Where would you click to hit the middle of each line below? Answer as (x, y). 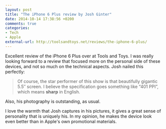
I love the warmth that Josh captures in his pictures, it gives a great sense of (83, 111)
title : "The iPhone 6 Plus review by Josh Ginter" (58, 14)
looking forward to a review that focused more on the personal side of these (83, 61)
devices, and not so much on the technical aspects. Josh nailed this (74, 66)
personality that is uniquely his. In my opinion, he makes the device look (79, 116)
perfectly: (15, 72)
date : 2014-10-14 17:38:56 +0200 (40, 19)
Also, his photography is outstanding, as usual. (53, 101)
